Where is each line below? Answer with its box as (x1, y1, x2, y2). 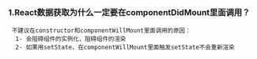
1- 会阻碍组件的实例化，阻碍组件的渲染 (15, 35, 127, 43)
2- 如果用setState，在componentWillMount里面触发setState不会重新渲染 (15, 43, 235, 52)
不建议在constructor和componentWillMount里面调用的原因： (11, 27, 191, 35)
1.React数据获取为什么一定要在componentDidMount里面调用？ (8, 6, 251, 17)
